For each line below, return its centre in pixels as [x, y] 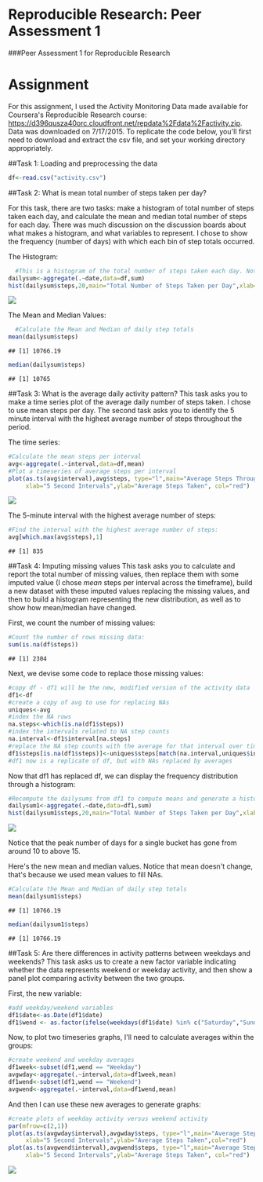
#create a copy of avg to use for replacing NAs [89, 702]
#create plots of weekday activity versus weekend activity [108, 1118]
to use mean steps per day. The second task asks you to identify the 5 [121, 410]
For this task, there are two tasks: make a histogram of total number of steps [131, 208]
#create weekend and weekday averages [71, 1060]
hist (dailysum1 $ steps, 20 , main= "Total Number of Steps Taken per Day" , [126, 813]
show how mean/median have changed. [72, 608]
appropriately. [31, 148]
